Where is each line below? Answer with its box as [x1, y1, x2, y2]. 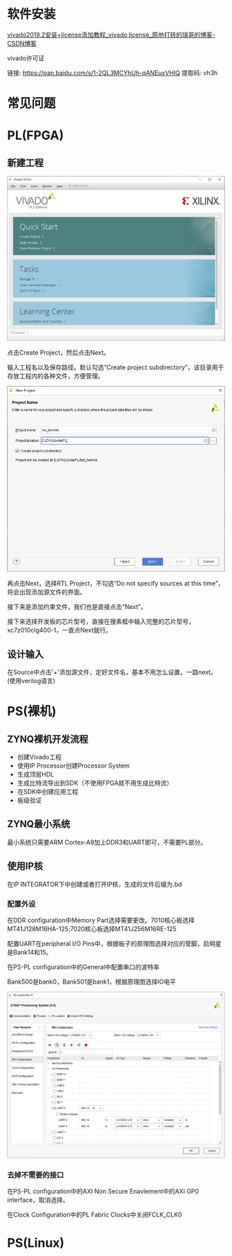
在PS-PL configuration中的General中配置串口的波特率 [7, 962, 160, 971]
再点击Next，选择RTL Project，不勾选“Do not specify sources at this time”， [7, 579, 224, 587]
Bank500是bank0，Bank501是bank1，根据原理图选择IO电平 [7, 978, 176, 986]
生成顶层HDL [17, 770, 55, 778]
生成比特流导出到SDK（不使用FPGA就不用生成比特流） [17, 779, 173, 787]
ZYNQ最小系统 [7, 818, 70, 830]
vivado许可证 [7, 53, 45, 62]
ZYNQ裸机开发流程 [7, 733, 88, 745]
